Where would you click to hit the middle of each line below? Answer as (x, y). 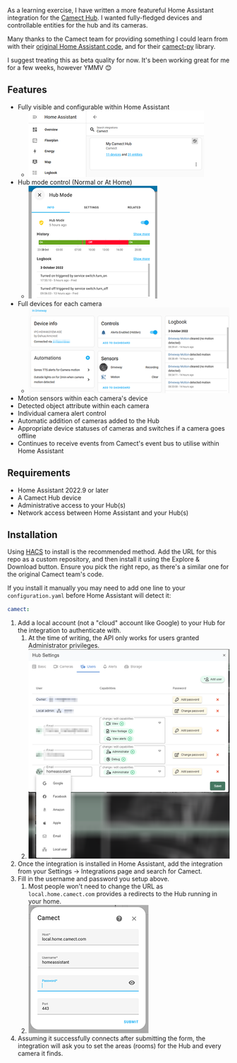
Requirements (39, 473)
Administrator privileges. (64, 646)
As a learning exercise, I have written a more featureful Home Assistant (110, 10)
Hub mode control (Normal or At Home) (75, 182)
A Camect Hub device (49, 497)
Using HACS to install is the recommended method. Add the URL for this (112, 552)
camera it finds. (40, 1053)
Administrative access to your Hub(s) (71, 505)
